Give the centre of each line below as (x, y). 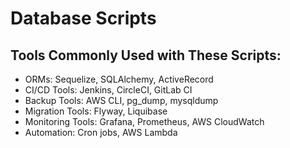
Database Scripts (83, 18)
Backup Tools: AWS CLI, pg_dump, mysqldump (121, 100)
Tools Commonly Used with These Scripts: (146, 55)
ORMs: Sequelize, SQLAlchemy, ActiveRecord (119, 79)
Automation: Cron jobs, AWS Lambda (101, 132)
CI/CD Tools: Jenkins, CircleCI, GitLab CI (108, 90)
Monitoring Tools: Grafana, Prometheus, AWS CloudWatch (144, 121)
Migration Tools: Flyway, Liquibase (96, 111)
